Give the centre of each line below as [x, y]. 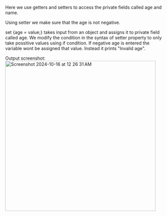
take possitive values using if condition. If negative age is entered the [77, 43]
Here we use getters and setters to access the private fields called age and [83, 7]
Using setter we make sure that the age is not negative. [63, 23]
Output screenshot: [25, 58]
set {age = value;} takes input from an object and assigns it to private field [82, 32]
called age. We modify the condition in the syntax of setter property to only [83, 38]
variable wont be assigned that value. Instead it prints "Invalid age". [75, 48]
